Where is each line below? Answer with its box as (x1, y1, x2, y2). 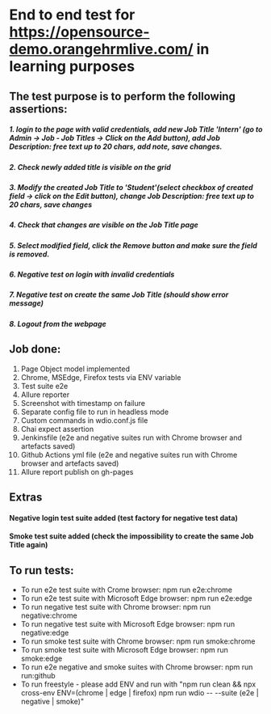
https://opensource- (9, 23, 150, 41)
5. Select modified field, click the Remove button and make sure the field (9, 240, 257, 250)
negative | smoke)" (20, 697, 84, 706)
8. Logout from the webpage (9, 319, 107, 328)
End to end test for (9, 6, 135, 24)
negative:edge (20, 628, 69, 637)
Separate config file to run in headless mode (20, 407, 169, 416)
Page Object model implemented (20, 364, 131, 374)
